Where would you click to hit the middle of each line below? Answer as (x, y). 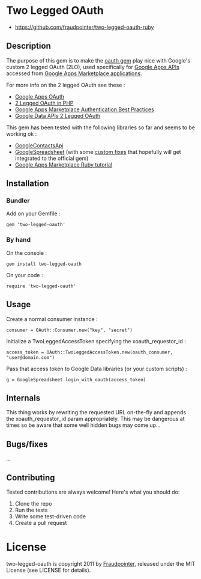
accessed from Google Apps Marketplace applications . (74, 73)
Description (28, 46)
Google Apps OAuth (40, 96)
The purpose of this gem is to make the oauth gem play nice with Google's (98, 60)
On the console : (26, 253)
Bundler (18, 201)
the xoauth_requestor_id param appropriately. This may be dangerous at (95, 419)
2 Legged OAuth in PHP (44, 103)
